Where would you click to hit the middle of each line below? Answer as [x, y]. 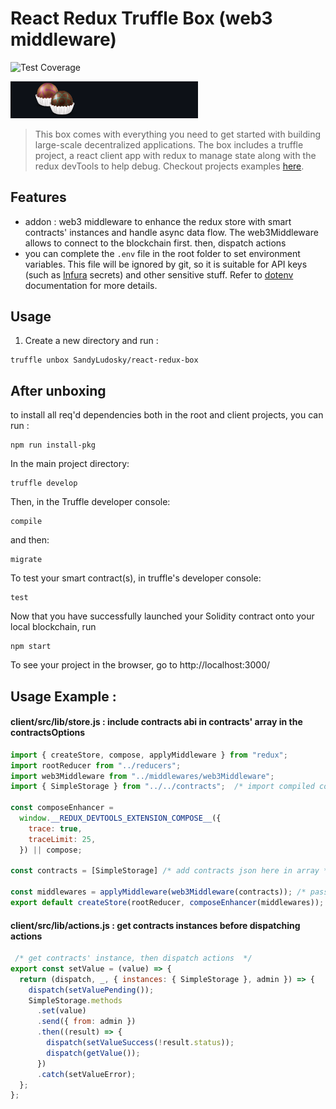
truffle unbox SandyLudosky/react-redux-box [104, 360]
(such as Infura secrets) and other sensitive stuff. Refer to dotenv [159, 274]
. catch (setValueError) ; [86, 1074]
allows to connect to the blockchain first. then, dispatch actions [155, 243]
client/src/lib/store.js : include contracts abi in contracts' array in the [156, 722]
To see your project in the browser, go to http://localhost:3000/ [140, 665]
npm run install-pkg [53, 445]
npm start [31, 647]
